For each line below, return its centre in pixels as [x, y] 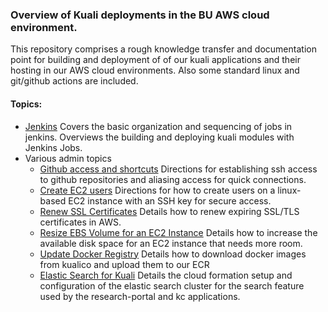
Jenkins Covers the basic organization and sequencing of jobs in [158, 126]
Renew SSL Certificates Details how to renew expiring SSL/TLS [169, 211]
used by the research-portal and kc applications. [140, 296]
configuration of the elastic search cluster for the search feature [172, 285]
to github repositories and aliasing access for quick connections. [173, 179]
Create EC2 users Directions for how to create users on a [157, 190]
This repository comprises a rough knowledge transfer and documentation [163, 49]
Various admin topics [68, 158]
